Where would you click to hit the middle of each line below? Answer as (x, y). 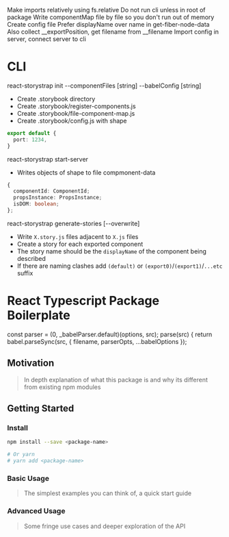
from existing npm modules (62, 387)
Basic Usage (28, 478)
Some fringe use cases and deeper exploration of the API (105, 526)
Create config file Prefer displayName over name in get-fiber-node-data (108, 24)
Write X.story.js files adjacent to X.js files (78, 236)
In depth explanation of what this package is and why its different (116, 379)
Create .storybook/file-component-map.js (76, 113)
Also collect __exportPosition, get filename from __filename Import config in (113, 32)
